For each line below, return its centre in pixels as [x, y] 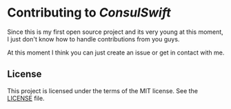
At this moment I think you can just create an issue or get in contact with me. [116, 52]
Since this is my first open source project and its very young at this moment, [115, 32]
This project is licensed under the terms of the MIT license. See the [103, 90]
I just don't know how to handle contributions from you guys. [93, 39]
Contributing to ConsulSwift [89, 13]
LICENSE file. [26, 98]
